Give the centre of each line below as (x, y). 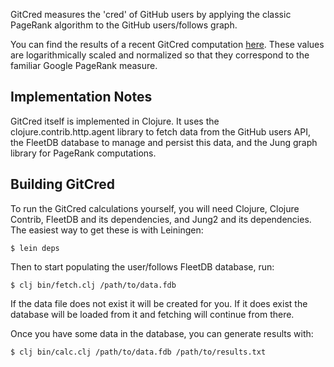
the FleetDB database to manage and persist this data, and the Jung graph (164, 142)
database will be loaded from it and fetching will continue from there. (152, 314)
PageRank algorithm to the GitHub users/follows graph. (124, 25)
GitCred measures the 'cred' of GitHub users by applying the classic (151, 14)
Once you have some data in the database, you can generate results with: (162, 333)
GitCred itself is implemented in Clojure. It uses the (115, 121)
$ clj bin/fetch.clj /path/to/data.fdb (93, 285)
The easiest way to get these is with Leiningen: (107, 230)
